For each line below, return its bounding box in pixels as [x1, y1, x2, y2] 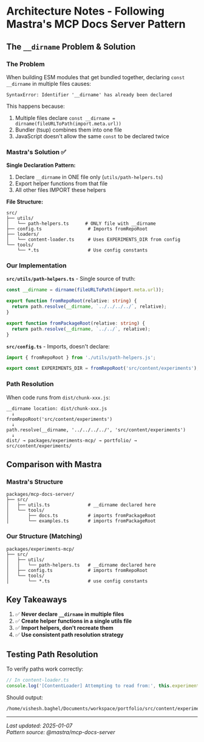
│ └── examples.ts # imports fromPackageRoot [6, 518, 156, 525]
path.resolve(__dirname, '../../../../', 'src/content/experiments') [6, 426, 186, 433]
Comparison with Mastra [6, 459, 102, 470]
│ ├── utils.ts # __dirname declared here [6, 502, 156, 508]
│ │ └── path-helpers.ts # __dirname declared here [6, 562, 156, 568]
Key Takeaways [6, 595, 67, 605]
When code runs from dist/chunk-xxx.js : [6, 394, 110, 401]
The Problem [6, 60, 46, 68]
